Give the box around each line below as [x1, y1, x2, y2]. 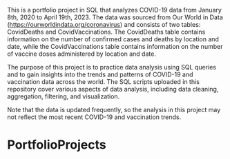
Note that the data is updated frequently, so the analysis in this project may [7, 106, 221, 114]
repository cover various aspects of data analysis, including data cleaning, [7, 85, 219, 93]
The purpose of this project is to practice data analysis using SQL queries [7, 63, 216, 71]
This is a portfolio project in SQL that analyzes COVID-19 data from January [7, 6, 222, 14]
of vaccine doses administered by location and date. [7, 50, 157, 58]
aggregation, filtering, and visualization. [7, 92, 120, 100]
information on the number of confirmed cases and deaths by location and [7, 35, 220, 43]
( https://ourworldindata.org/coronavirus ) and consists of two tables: [7, 21, 201, 28]
